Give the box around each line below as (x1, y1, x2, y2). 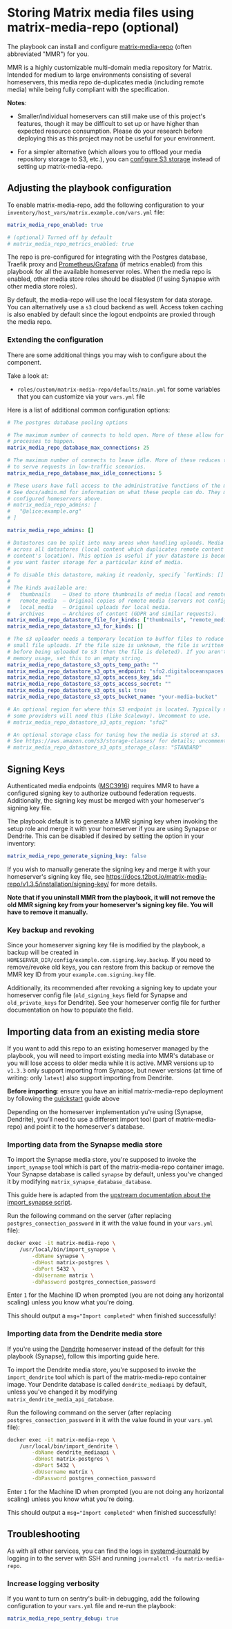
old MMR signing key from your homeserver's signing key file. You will (7, 900, 213, 909)
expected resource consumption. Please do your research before (17, 127, 203, 135)
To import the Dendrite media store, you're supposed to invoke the (7, 1365, 197, 1374)
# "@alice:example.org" (7, 508, 81, 515)
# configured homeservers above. (7, 495, 104, 502)
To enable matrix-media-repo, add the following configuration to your (7, 201, 205, 209)
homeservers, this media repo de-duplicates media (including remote (7, 78, 204, 86)
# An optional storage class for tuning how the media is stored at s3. (7, 731, 221, 738)
